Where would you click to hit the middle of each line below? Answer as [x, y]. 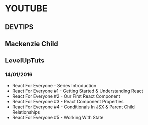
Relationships [26, 112]
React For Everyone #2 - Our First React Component [66, 96]
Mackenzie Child [32, 43]
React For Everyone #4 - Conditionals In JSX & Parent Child [73, 107]
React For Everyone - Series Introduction [54, 85]
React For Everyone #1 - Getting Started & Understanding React [77, 91]
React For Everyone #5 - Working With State [58, 117]
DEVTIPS [19, 27]
